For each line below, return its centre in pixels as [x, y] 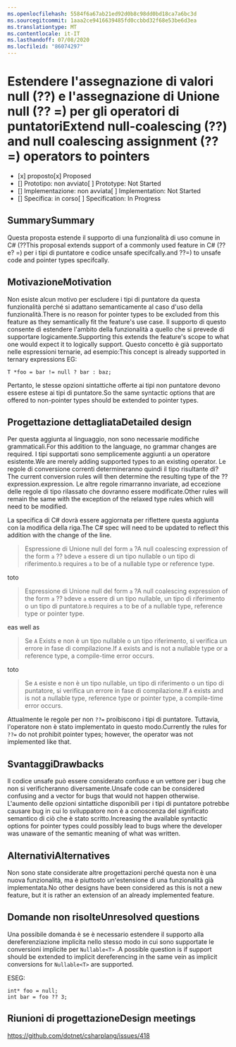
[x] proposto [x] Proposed [54, 176]
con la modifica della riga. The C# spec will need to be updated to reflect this [118, 528]
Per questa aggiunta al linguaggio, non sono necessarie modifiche [103, 439]
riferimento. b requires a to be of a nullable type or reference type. [119, 564]
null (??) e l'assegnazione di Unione [114, 97]
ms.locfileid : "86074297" [45, 47]
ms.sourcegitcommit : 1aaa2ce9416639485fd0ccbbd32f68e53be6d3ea [102, 20]
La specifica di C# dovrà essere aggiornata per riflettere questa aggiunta [113, 520]
